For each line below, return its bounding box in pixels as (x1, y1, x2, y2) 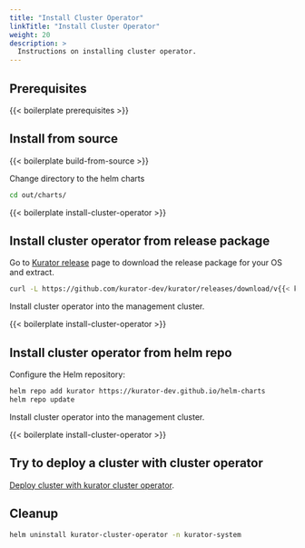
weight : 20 (9, 30, 51, 39)
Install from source (9, 131, 119, 146)
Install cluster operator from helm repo (9, 344, 232, 360)
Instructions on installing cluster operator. (17, 47, 197, 56)
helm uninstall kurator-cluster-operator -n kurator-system (9, 530, 242, 539)
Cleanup (9, 506, 59, 522)
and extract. (9, 267, 54, 278)
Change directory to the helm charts (9, 173, 145, 184)
